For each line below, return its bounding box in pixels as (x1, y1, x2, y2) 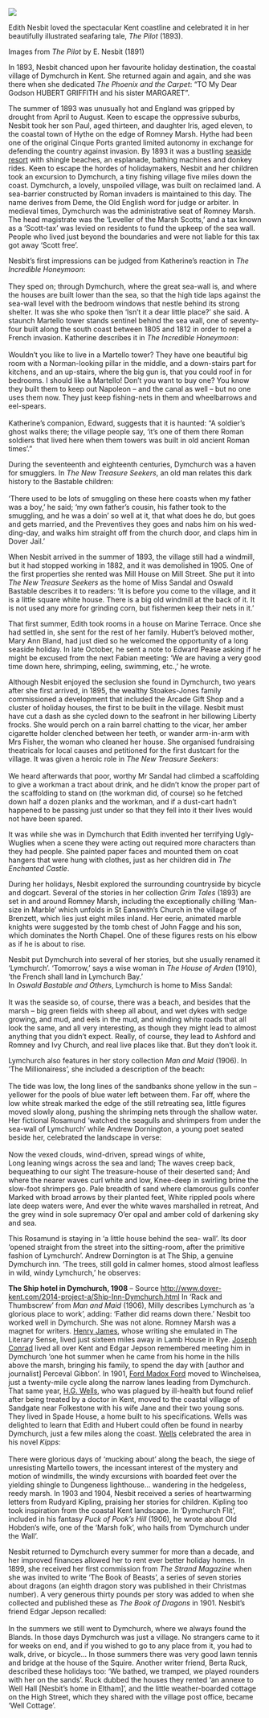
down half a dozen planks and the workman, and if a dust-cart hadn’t (8, 797, 237, 806)
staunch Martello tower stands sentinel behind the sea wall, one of (8, 316, 229, 325)
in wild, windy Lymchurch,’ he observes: (8, 1268, 141, 1277)
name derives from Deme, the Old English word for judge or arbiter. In (8, 198, 239, 207)
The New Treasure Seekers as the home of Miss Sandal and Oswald (8, 577, 234, 587)
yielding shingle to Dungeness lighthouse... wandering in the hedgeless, (8, 1480, 247, 1490)
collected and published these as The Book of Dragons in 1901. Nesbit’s (8, 1598, 246, 1608)
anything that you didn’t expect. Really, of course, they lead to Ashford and (8, 1032, 256, 1041)
